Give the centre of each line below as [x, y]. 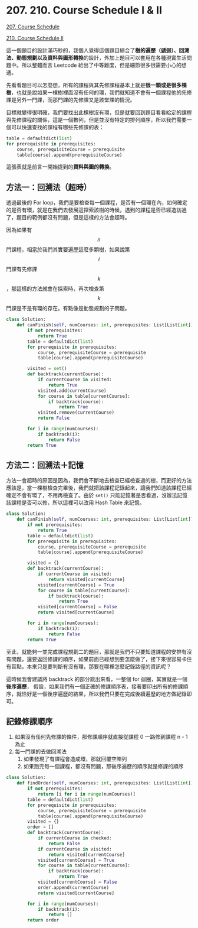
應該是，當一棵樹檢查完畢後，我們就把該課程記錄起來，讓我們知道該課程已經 [99, 488]
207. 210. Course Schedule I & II [84, 10]
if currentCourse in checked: [75, 838]
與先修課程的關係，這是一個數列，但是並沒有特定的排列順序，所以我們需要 [96, 119]
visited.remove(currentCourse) [76, 413]
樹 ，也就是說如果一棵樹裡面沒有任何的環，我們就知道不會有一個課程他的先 [96, 92]
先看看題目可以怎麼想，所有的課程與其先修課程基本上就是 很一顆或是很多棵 [96, 85]
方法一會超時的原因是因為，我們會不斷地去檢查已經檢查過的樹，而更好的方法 [99, 481]
